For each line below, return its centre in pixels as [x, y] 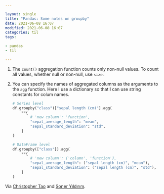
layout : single [21, 14]
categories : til [22, 33]
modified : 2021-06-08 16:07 [34, 28]
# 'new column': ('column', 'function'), [74, 158]
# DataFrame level [31, 145]
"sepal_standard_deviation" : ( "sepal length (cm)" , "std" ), [93, 168]
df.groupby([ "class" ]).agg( [41, 149]
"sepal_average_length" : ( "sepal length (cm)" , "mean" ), [90, 163]
